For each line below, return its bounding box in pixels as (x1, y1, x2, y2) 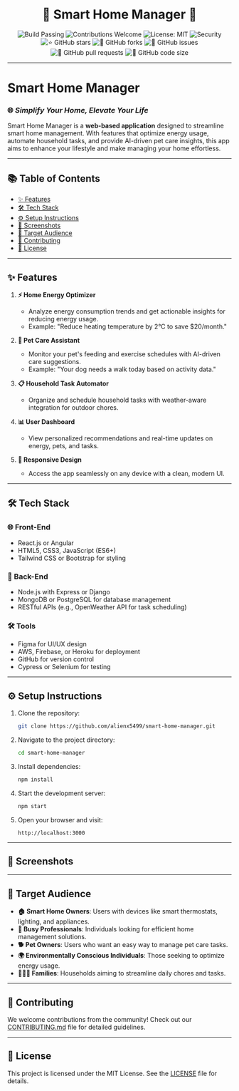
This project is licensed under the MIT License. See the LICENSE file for (7, 1069, 218, 1077)
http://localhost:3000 (17, 829, 85, 837)
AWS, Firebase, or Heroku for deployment (17, 648, 141, 656)
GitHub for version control (17, 655, 95, 663)
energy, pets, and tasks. (28, 442, 100, 450)
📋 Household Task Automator (17, 379, 109, 388)
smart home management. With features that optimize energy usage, (7, 129, 209, 138)
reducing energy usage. (28, 315, 99, 324)
